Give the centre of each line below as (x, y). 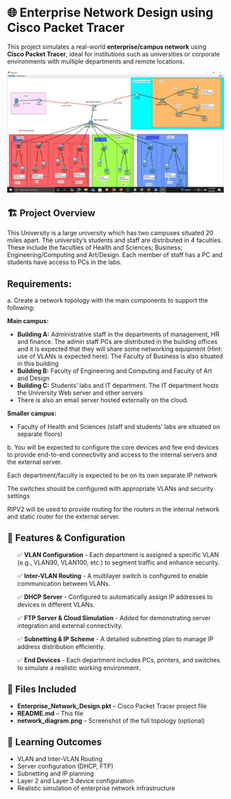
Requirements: (40, 284)
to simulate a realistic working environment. (79, 668)
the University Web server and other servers (80, 393)
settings (19, 496)
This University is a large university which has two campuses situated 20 (110, 233)
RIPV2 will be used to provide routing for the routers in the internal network (113, 510)
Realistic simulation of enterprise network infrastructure (96, 788)
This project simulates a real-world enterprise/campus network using (107, 47)
